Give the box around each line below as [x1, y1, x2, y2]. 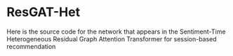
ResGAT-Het [6, 4, 81, 20]
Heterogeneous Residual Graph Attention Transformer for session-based [6, 34, 217, 43]
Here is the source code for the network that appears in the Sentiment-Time [6, 27, 226, 36]
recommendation [6, 42, 56, 50]
